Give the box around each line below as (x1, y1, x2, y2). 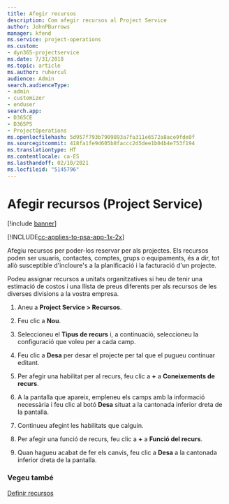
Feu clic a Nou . (17, 316, 61, 325)
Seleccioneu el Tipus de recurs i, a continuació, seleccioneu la (17, 329, 199, 339)
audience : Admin (7, 75, 54, 82)
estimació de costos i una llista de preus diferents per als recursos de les (7, 282, 217, 290)
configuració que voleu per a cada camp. (17, 337, 136, 346)
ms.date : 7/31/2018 (7, 56, 64, 63)
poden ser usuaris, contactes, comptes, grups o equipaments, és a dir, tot (7, 253, 220, 262)
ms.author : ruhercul (7, 68, 68, 75)
